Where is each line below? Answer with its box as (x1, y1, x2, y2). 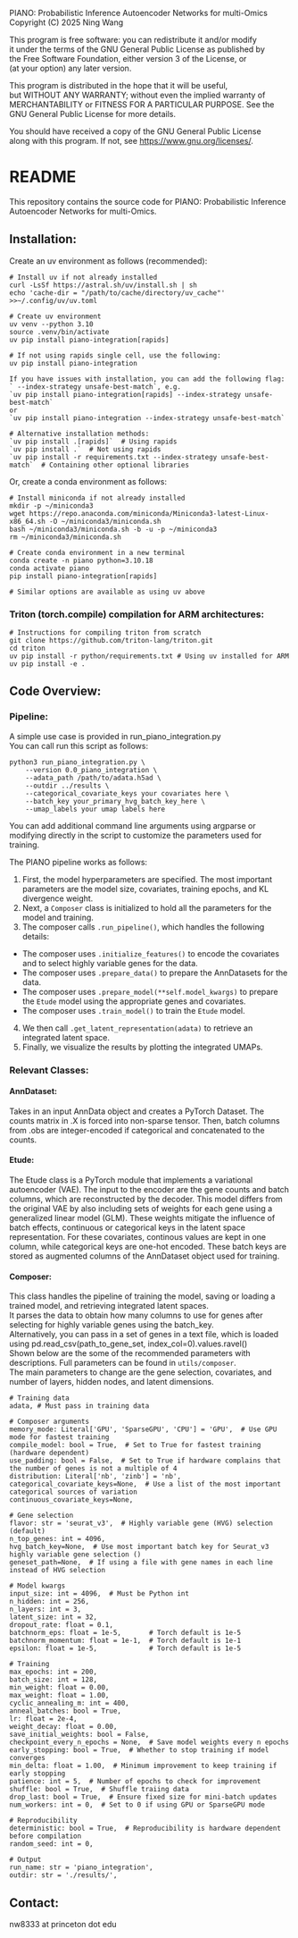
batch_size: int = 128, (9, 1675, 98, 1684)
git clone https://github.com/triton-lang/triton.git (9, 636, 214, 645)
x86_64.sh (9, 517, 46, 526)
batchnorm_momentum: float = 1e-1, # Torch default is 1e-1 (9, 1636, 242, 1646)
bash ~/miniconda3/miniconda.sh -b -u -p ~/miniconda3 (9, 525, 218, 534)
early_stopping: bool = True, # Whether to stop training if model (9, 1746, 269, 1755)
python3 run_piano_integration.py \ (9, 757, 145, 767)
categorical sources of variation (9, 1487, 138, 1496)
